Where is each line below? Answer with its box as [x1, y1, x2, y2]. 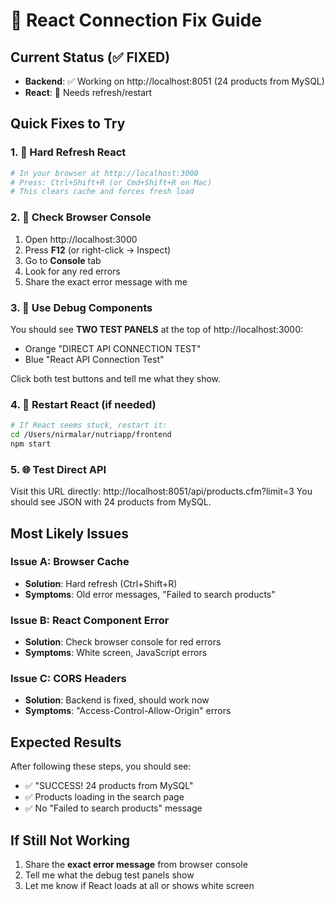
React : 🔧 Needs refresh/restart [24, 87, 153, 98]
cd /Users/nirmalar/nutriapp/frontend [10, 430, 172, 440]
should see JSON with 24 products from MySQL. [10, 496, 212, 508]
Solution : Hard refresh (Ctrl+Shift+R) [24, 577, 178, 589]
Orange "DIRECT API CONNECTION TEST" [24, 342, 202, 354]
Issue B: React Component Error [10, 613, 170, 627]
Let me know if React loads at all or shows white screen [24, 880, 255, 892]
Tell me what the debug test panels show [24, 869, 195, 881]
